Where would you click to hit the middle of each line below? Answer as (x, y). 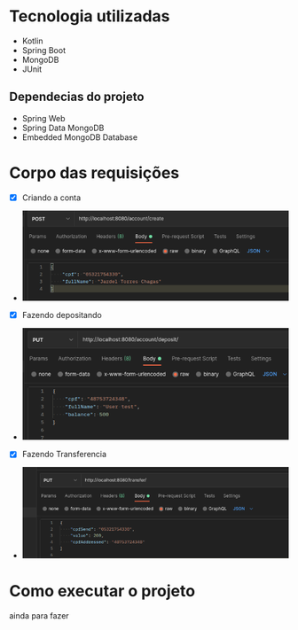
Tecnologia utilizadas (90, 16)
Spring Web (43, 118)
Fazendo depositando (62, 315)
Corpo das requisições (94, 172)
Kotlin (32, 41)
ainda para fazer (39, 616)
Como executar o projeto (102, 591)
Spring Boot (44, 50)
